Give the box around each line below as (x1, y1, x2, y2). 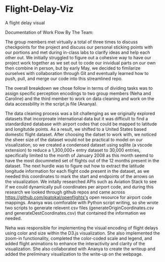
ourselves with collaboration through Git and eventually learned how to (5, 70, 149, 76)
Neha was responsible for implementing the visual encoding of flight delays (5, 225, 159, 230)
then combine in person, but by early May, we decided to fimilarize (5, 65, 141, 71)
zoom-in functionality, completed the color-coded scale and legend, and (5, 235, 152, 241)
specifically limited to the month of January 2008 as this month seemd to (5, 152, 154, 158)
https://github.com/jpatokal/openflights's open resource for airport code (5, 194, 152, 200)
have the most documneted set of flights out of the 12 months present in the (5, 157, 160, 163)
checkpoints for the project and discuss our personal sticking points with (5, 44, 153, 50)
